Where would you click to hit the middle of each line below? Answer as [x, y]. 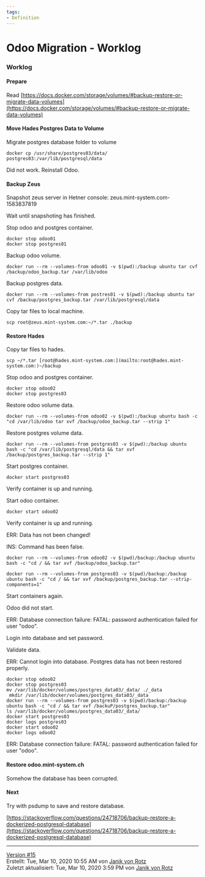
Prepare [17, 82]
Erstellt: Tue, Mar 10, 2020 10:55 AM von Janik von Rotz [76, 861]
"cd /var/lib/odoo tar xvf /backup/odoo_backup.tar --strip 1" [88, 422]
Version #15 [21, 854]
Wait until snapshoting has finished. [51, 216]
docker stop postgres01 [37, 244]
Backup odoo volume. [34, 256]
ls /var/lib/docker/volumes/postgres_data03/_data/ [73, 711]
